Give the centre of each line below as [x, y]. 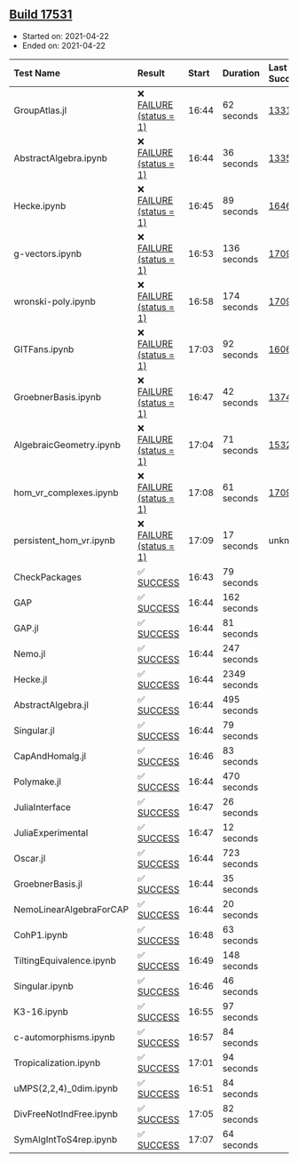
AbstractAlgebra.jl [51, 704]
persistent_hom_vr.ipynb [64, 540]
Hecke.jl [31, 679]
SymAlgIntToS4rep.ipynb [66, 1139]
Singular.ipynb [43, 986]
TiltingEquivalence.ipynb [65, 960]
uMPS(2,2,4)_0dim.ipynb [66, 1088]
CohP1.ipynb [41, 934]
